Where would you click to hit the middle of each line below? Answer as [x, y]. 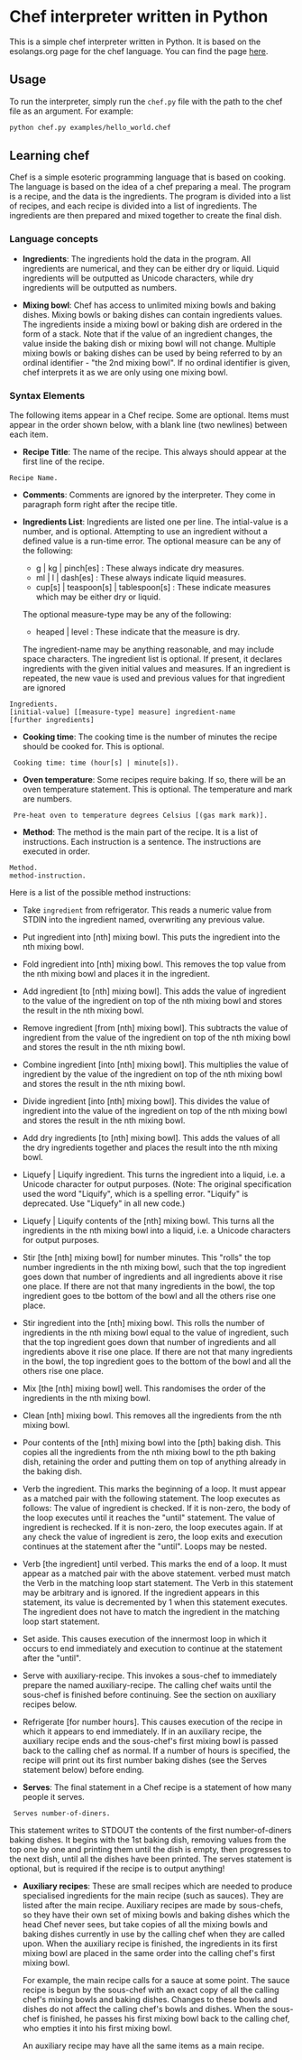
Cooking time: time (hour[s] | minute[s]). [96, 763]
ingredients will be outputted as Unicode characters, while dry [138, 278]
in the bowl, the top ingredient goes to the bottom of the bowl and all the [156, 1361]
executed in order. [56, 851]
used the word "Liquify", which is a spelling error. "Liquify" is [135, 1194]
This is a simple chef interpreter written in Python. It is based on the [135, 42]
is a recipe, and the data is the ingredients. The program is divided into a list [150, 197]
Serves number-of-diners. [62, 1814]
